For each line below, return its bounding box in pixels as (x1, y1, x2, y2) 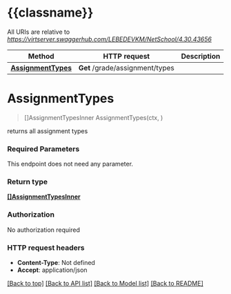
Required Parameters (7, 144, 80, 153)
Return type (7, 177, 48, 187)
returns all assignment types (7, 126, 88, 135)
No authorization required (7, 226, 81, 234)
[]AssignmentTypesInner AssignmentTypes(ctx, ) (23, 113, 163, 121)
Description (181, 51, 221, 61)
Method (28, 51, 54, 61)
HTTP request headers (7, 243, 85, 253)
